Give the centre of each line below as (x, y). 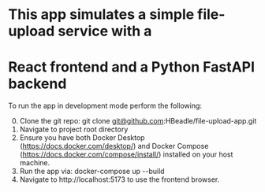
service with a (105, 31)
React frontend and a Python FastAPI (131, 67)
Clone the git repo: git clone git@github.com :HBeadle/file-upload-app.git (138, 121)
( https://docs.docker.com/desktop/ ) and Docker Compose (114, 146)
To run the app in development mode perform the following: (105, 106)
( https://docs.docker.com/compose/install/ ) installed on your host (126, 154)
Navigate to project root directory (74, 129)
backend (37, 84)
